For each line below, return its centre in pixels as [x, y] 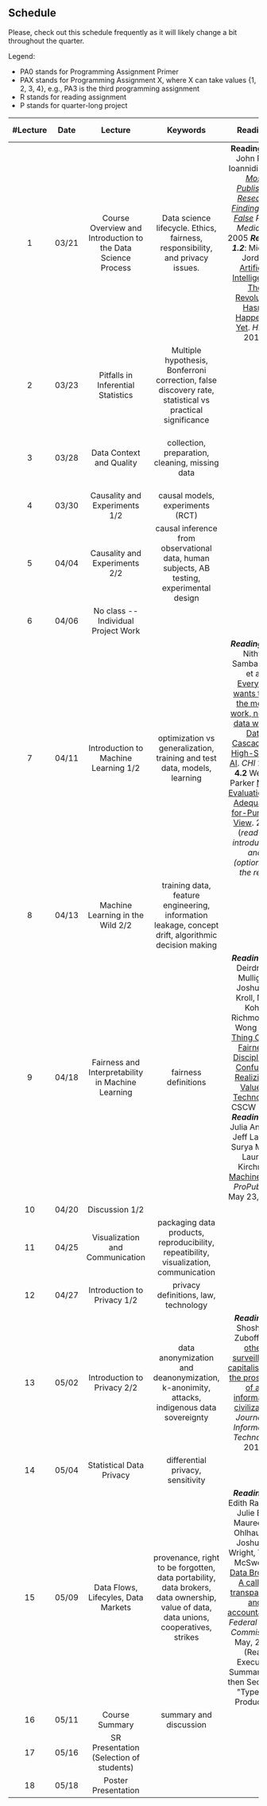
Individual [116, 621]
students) [116, 1767]
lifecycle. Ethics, [186, 228]
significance [186, 419]
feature [186, 895]
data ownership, [186, 1597]
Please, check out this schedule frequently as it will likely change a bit [123, 32]
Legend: [22, 56]
